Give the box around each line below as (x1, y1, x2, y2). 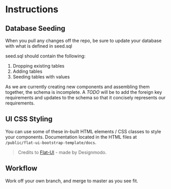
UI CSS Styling (5, 115, 53, 123)
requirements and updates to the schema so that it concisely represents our (5, 95, 166, 100)
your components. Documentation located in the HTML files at (5, 134, 137, 140)
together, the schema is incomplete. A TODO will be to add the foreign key (5, 89, 162, 95)
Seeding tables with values (12, 74, 70, 80)
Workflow (5, 164, 37, 173)
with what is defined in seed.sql (5, 43, 72, 49)
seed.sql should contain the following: (5, 53, 86, 59)
